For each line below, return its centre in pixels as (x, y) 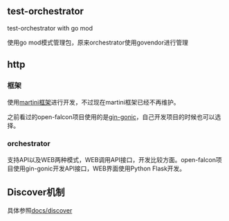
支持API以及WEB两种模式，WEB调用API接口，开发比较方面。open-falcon (112, 159)
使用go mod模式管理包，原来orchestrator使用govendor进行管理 (98, 42)
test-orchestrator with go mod (50, 28)
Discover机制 (36, 192)
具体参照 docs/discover (40, 210)
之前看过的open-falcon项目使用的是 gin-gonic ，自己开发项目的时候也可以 (111, 116)
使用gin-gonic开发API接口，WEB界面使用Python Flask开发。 (99, 168)
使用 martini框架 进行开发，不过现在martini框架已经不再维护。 (93, 102)
